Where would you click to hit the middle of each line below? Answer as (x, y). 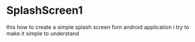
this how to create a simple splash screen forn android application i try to (98, 27)
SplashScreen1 (45, 10)
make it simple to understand (43, 33)
